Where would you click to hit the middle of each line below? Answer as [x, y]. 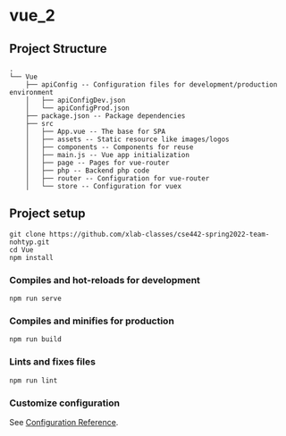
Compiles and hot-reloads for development [105, 280]
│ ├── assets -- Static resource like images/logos [127, 139]
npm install [31, 257]
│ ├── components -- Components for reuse [109, 147]
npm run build [36, 340]
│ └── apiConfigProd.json [77, 108]
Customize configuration [65, 403]
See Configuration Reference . [64, 422]
